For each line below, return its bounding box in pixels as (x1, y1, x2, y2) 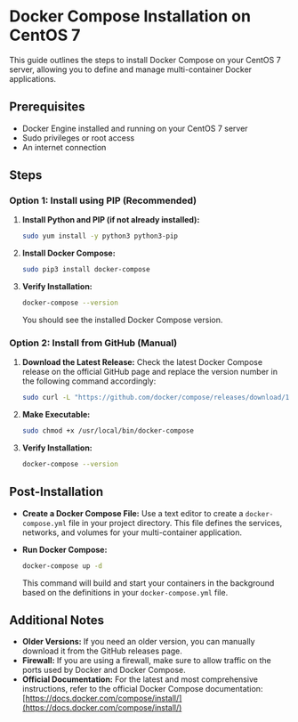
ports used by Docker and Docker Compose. (21, 665, 187, 676)
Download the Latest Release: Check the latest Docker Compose (21, 357, 263, 368)
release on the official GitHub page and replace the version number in (21, 367, 278, 377)
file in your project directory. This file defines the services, (68, 517, 283, 528)
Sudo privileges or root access (21, 132, 135, 143)
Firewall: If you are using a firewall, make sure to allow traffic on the (21, 655, 271, 666)
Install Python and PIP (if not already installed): (21, 215, 200, 225)
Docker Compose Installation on (9, 6, 252, 27)
